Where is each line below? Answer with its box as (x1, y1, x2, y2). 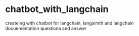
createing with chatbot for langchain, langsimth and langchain (5, 20, 134, 26)
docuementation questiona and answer (5, 25, 87, 31)
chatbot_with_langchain (5, 3, 109, 15)
